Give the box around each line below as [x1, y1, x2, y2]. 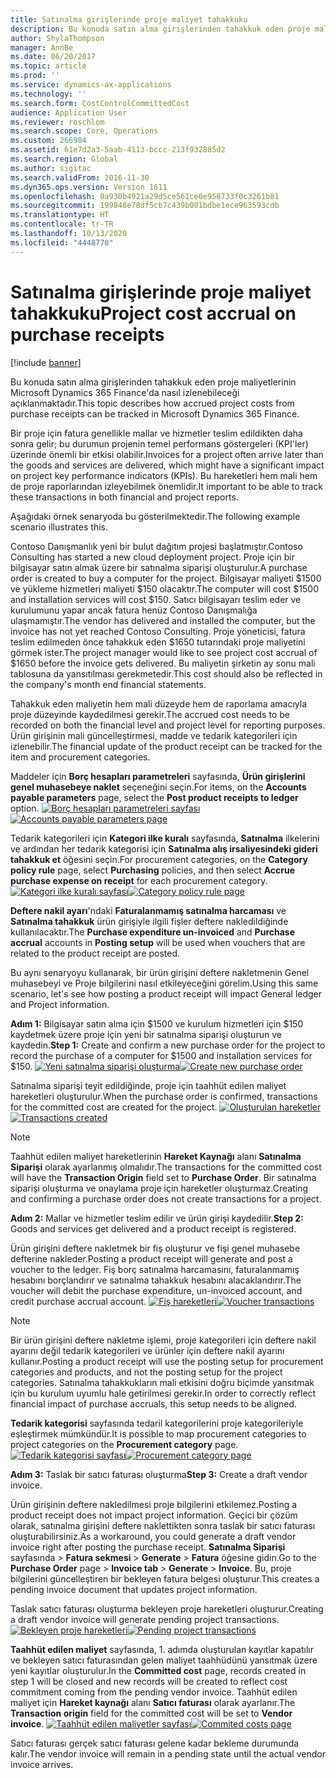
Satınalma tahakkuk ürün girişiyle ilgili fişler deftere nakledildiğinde [10, 915, 289, 927]
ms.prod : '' [10, 71, 60, 81]
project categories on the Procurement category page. [10, 1438, 239, 1450]
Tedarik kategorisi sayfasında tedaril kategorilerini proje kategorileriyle [10, 1417, 304, 1429]
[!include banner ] [10, 356, 82, 368]
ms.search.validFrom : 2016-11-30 [10, 172, 150, 183]
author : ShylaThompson [10, 33, 105, 43]
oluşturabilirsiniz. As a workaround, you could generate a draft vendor [10, 1530, 297, 1542]
